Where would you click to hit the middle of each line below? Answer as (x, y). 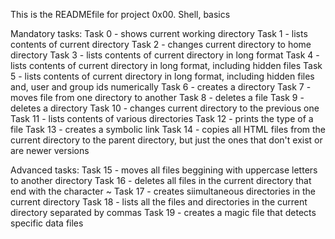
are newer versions (50, 150)
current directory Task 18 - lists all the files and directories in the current (159, 202)
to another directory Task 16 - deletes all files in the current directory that (161, 180)
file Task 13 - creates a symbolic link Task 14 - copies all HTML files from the (168, 129)
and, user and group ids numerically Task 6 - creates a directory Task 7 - (161, 87)
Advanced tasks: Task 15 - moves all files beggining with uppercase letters (164, 170)
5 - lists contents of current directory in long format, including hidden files (162, 76)
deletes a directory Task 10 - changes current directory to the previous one (165, 108)
